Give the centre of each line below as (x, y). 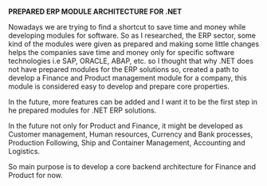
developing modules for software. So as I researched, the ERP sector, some (132, 36)
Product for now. (35, 175)
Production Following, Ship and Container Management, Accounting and (127, 142)
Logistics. (24, 151)
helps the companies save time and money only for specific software (122, 52)
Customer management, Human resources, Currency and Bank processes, (131, 134)
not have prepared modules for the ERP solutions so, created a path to (124, 69)
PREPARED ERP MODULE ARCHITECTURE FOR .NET (95, 12)
